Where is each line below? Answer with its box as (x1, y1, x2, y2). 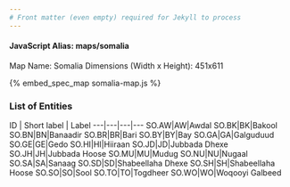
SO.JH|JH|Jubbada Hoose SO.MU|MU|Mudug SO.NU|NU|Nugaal (9, 149, 248, 159)
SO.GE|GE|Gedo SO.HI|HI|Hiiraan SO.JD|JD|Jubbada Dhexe (9, 139, 229, 150)
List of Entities (9, 100, 73, 112)
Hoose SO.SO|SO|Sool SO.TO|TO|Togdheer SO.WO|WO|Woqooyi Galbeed (9, 167, 282, 178)
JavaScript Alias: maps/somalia (9, 41, 129, 52)
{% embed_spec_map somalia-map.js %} (9, 77, 162, 88)
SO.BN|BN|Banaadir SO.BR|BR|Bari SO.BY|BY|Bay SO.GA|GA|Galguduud (9, 130, 275, 141)
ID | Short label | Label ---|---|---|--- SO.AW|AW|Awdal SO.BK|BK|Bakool (9, 120, 278, 131)
